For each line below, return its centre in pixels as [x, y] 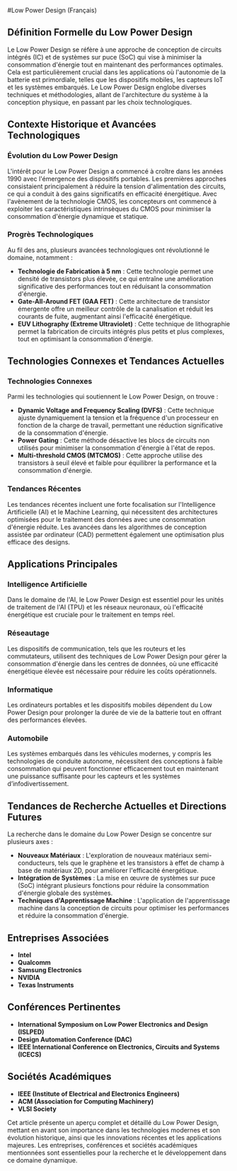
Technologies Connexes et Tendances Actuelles [116, 361]
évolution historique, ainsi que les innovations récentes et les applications [115, 1137]
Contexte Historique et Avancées [82, 124]
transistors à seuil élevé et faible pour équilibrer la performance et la [117, 463]
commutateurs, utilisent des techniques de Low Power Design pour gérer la [117, 656]
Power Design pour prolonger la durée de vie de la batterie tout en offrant [114, 713]
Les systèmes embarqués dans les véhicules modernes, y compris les [110, 754]
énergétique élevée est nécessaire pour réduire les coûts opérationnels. [112, 671]
